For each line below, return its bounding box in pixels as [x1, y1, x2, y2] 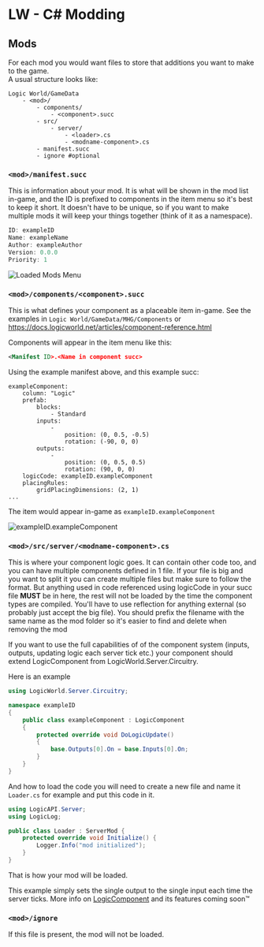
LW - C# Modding [8, 6, 126, 24]
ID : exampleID [8, 226, 55, 234]
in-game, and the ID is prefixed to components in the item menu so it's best [8, 195, 253, 204]
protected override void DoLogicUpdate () [36, 731, 175, 739]
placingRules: [22, 479, 69, 487]
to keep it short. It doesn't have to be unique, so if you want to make [8, 203, 229, 212]
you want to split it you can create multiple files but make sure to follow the [8, 574, 252, 584]
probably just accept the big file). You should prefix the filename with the [8, 608, 245, 617]
